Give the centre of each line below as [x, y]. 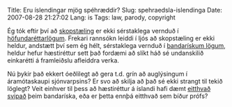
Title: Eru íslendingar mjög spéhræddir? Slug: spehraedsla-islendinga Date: [115, 10]
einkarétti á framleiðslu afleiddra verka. [63, 60]
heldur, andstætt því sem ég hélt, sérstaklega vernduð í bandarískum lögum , [116, 46]
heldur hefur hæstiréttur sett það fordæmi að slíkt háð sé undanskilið [106, 53]
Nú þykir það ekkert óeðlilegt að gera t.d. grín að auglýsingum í [98, 74]
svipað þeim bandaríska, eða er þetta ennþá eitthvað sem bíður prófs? [108, 96]
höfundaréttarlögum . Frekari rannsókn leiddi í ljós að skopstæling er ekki [111, 38]
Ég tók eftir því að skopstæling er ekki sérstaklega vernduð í [93, 31]
